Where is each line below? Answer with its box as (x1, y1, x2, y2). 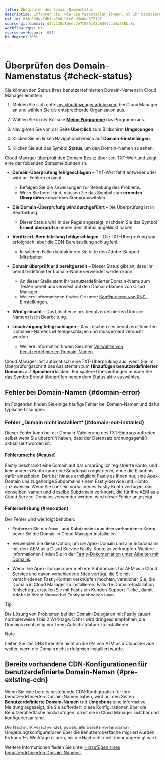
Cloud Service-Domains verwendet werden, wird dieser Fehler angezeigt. (5, 494, 154, 500)
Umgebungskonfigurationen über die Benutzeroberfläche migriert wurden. (5, 729, 156, 735)
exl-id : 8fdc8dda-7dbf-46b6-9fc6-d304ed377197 (5, 16, 102, 21)
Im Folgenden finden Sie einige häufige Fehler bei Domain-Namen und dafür (5, 401, 160, 407)
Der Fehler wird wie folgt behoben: (5, 516, 75, 522)
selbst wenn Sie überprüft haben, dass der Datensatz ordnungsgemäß (5, 435, 147, 441)
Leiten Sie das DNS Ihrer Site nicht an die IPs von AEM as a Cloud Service (5, 641, 154, 647)
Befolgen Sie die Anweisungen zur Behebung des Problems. (19, 184, 141, 190)
